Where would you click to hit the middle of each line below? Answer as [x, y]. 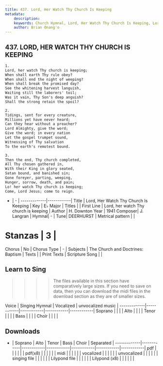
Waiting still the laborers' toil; [41, 93]
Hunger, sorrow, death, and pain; [40, 182]
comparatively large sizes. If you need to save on [102, 286]
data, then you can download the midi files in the [102, 291]
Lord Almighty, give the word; [37, 129]
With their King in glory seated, [40, 169]
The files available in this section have [91, 281]
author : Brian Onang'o [37, 28]
